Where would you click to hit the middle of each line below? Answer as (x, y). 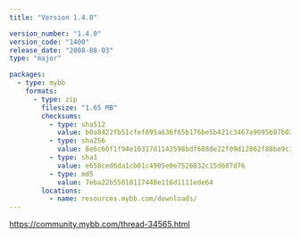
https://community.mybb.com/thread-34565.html (100, 225)
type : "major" (36, 59)
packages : (28, 75)
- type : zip (55, 99)
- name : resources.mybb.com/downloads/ (123, 199)
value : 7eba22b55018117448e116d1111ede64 (135, 182)
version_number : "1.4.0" (55, 33)
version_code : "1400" (50, 42)
